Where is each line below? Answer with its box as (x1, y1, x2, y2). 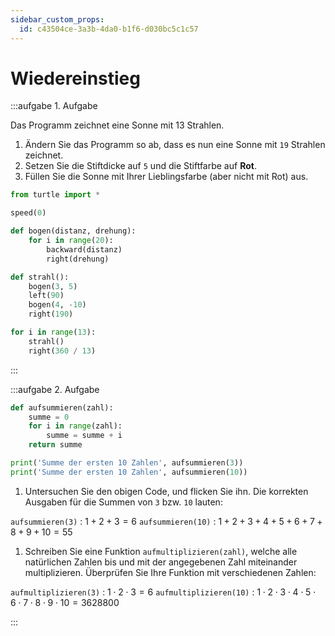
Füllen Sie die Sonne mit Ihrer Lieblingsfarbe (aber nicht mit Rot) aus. (24, 171, 309, 183)
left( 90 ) (28, 291, 65, 301)
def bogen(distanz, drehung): (10, 226, 137, 236)
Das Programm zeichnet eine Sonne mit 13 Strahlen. (10, 119, 225, 131)
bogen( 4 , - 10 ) (28, 300, 87, 310)
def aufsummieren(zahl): (10, 402, 114, 413)
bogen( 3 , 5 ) (28, 281, 78, 291)
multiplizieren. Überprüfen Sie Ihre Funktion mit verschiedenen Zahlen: (24, 566, 317, 578)
